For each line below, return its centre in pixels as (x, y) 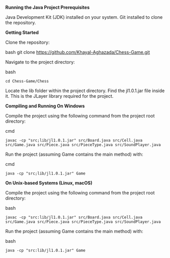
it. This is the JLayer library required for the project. (59, 96)
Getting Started (22, 32)
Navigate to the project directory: (40, 62)
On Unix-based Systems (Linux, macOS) (49, 183)
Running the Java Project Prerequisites (47, 7)
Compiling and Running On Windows (45, 106)
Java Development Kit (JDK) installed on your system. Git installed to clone (84, 17)
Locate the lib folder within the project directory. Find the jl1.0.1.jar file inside (85, 91)
